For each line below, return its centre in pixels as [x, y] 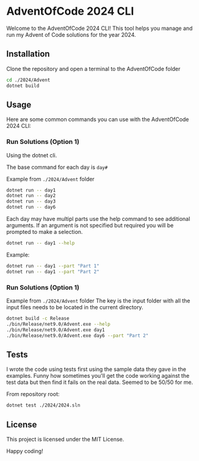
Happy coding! [25, 451]
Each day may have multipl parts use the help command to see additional [98, 219]
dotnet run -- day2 [31, 196]
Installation [28, 54]
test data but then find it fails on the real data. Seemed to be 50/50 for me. [100, 382]
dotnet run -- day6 [31, 207]
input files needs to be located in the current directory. [75, 307]
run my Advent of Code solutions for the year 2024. [71, 34]
